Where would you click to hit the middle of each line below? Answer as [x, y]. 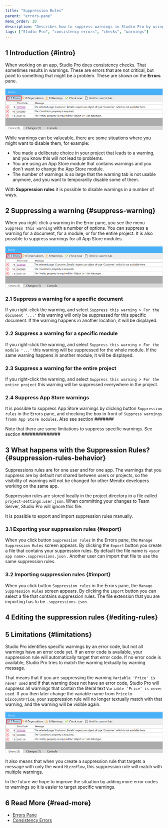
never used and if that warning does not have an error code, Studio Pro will [82, 683]
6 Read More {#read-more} [48, 803]
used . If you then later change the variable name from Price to [69, 693]
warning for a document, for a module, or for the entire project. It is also [79, 233]
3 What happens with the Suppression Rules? [77, 450]
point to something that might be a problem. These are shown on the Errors [83, 75]
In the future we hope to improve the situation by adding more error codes [81, 782]
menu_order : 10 [21, 21]
